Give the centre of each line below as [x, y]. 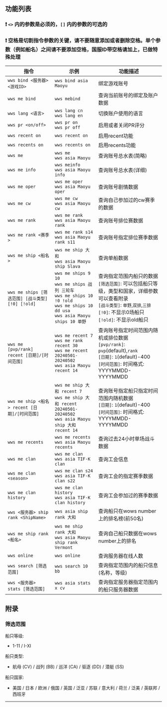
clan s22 [65, 481]
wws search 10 [71, 566]
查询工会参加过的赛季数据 [128, 495]
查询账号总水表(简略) [123, 156]
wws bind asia [71, 81]
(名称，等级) [113, 572]
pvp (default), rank [118, 351]
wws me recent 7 [74, 335]
